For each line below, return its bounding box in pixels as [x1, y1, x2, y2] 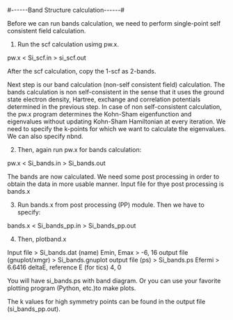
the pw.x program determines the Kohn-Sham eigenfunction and [7, 110, 192, 118]
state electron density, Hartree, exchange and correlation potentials [7, 95, 201, 103]
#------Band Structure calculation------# [7, 6, 125, 14]
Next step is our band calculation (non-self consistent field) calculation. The [7, 81, 225, 89]
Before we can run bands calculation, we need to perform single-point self [7, 19, 221, 27]
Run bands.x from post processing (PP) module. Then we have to [17, 201, 205, 209]
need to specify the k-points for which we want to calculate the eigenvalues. [7, 125, 226, 133]
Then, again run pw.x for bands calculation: [17, 146, 142, 153]
